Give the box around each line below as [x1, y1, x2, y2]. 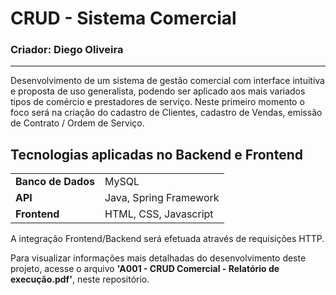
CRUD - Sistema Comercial [10, 7, 237, 30]
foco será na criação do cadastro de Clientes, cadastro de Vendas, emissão [10, 107, 323, 119]
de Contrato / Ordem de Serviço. [10, 117, 145, 129]
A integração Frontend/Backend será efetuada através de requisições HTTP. [10, 233, 325, 245]
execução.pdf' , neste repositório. [10, 273, 150, 286]
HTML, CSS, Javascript [104, 207, 214, 221]
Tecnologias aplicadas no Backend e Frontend [10, 146, 303, 163]
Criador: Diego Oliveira [10, 43, 124, 57]
